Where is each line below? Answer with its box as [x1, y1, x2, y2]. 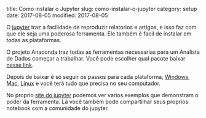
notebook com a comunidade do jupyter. [6, 105, 109, 112]
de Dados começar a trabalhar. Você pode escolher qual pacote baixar [6, 55, 186, 62]
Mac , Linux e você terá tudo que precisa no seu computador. [6, 79, 161, 87]
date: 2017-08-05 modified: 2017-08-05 [6, 12, 108, 19]
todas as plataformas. [6, 37, 61, 43]
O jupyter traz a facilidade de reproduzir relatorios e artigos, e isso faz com [6, 24, 197, 31]
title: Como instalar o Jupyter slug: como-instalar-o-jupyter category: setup [6, 6, 197, 12]
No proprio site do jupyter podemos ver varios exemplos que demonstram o [6, 92, 199, 98]
